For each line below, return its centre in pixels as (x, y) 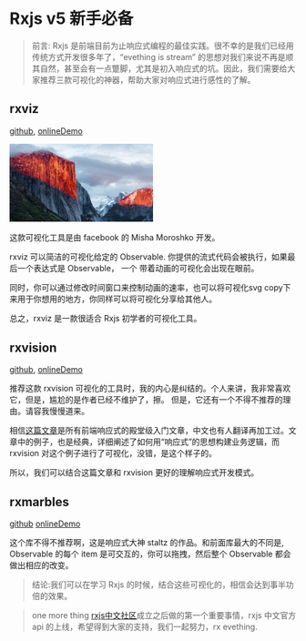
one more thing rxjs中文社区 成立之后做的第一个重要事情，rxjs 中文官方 (164, 615)
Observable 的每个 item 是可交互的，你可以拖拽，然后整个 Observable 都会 (150, 554)
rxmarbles (40, 502)
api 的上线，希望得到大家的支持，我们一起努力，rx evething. (144, 626)
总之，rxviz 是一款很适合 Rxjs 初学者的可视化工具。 (106, 319)
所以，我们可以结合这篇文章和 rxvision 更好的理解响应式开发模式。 (134, 473)
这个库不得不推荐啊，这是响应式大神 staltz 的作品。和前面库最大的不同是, (147, 542)
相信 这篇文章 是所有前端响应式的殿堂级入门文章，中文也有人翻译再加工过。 (149, 431)
